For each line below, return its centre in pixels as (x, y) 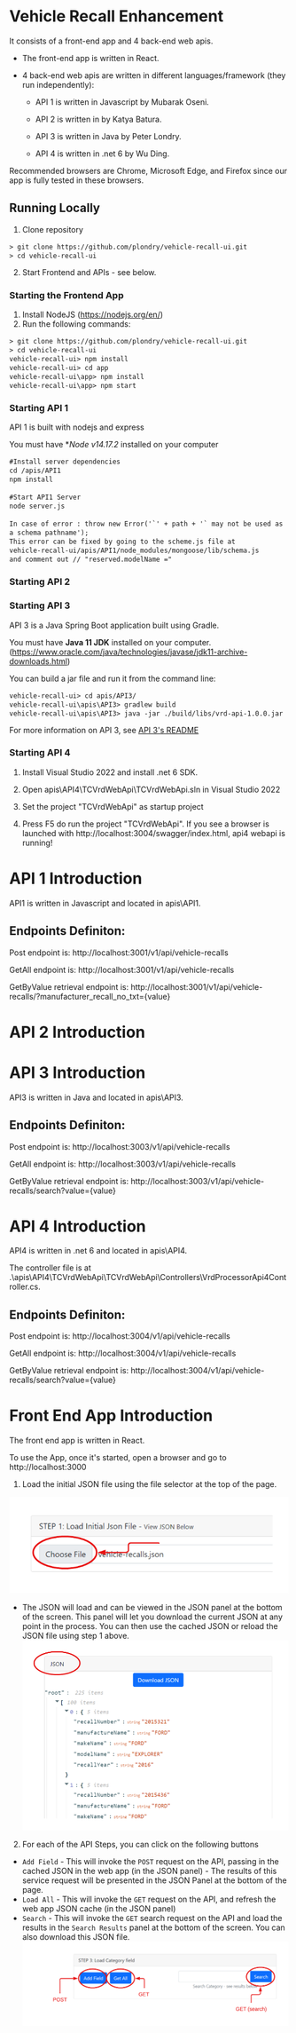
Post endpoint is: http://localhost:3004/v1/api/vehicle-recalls (120, 1336)
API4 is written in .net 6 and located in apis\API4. (98, 1251)
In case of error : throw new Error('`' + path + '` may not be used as (146, 524)
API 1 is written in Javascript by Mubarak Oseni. (122, 102)
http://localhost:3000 (48, 1467)
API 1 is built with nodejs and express (77, 427)
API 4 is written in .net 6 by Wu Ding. (102, 154)
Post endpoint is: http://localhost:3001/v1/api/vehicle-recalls (119, 953)
